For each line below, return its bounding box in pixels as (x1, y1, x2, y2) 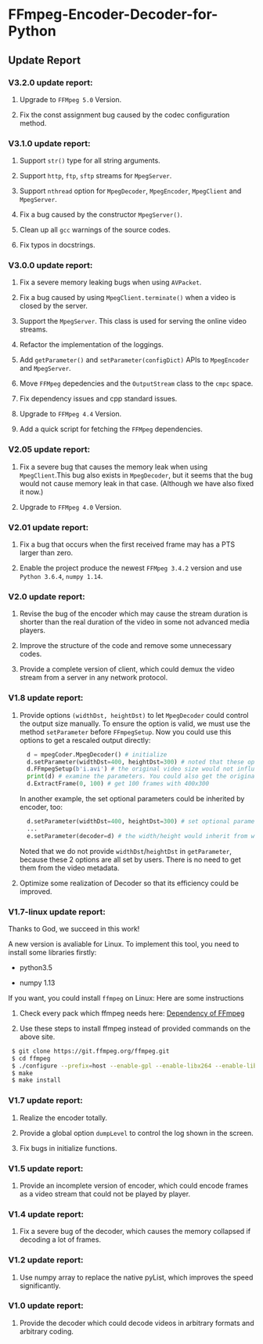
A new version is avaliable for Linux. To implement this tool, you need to (8, 939, 240, 948)
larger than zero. (19, 548, 74, 558)
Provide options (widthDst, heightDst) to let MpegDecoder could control (19, 710, 249, 720)
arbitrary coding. (19, 1326, 74, 1336)
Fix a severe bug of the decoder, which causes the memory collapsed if (19, 1227, 251, 1236)
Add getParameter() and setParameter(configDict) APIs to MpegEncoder (19, 355, 250, 364)
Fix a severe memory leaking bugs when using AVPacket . (19, 277, 202, 287)
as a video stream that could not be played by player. (19, 1188, 190, 1199)
